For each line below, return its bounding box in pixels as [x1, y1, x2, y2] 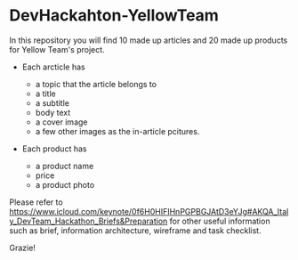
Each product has [21, 143, 87, 154]
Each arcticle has [21, 61, 86, 72]
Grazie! [9, 242, 36, 253]
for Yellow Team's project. [9, 44, 105, 54]
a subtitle [35, 97, 69, 108]
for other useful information [169, 215, 270, 226]
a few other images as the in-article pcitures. [35, 126, 200, 136]
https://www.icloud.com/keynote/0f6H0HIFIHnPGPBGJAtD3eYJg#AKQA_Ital [9, 206, 289, 216]
